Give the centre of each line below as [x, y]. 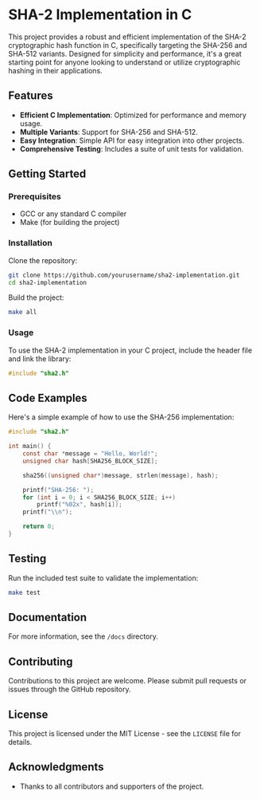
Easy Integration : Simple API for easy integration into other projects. [132, 140]
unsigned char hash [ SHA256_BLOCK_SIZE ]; [90, 461]
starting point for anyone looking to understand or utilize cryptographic [124, 62]
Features [31, 96]
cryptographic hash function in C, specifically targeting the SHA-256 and [128, 45]
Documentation [48, 618]
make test [25, 592]
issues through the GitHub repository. [70, 689]
